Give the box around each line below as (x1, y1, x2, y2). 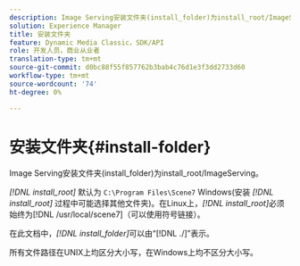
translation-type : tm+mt (9, 54, 102, 63)
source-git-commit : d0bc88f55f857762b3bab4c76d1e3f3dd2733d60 (9, 63, 246, 72)
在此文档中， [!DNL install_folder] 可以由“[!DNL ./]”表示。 (9, 229, 214, 239)
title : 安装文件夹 (9, 29, 71, 38)
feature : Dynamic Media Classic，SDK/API (9, 37, 164, 47)
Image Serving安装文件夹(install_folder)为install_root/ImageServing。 (9, 168, 263, 179)
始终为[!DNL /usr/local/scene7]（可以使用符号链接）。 (9, 209, 205, 220)
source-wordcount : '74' (9, 79, 98, 88)
